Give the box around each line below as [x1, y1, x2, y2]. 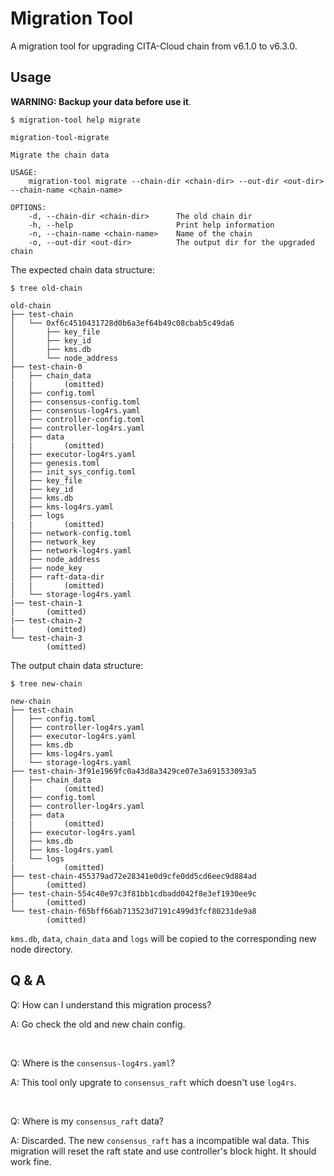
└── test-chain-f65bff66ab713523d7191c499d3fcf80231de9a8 [10, 906, 257, 916]
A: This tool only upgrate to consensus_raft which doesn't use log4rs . [10, 1076, 297, 1088]
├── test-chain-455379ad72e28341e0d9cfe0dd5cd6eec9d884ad [10, 871, 257, 881]
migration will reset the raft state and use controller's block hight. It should [10, 1145, 317, 1157]
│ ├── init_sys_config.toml [10, 467, 137, 477]
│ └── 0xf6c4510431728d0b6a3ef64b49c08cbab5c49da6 [10, 318, 235, 328]
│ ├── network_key [10, 537, 97, 547]
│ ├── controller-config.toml [10, 414, 145, 424]
